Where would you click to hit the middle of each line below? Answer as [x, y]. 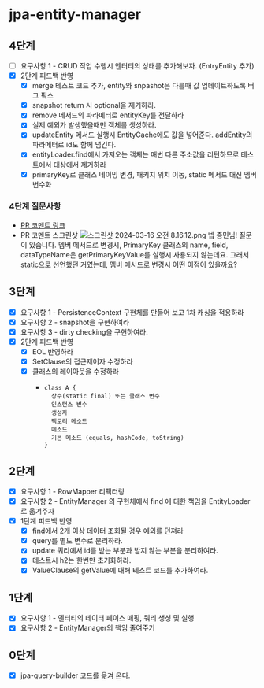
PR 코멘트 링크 [43, 225]
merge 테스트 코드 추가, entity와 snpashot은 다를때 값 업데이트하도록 [139, 86]
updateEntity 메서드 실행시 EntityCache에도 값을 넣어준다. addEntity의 [142, 135]
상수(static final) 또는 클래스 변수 [105, 396]
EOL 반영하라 [53, 351]
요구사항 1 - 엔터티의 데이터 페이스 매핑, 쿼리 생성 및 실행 [107, 618]
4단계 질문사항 [35, 206]
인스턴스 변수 [69, 405]
